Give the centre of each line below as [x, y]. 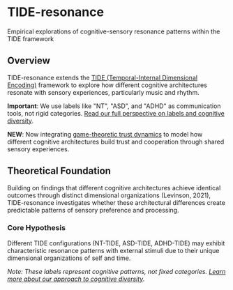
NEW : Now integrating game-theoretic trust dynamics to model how [105, 134]
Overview [29, 61]
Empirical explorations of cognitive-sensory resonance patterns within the [114, 31]
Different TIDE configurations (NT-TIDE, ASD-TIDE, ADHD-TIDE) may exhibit [116, 243]
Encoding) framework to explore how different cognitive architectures [107, 85]
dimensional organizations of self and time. [69, 258]
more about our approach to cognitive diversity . [76, 279]
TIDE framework [31, 38]
